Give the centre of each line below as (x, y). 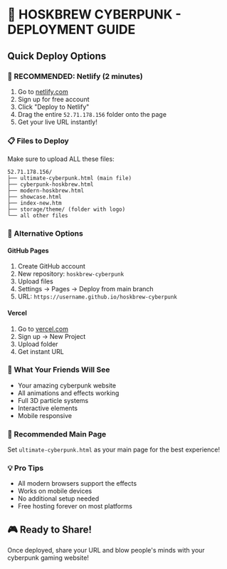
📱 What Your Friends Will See (59, 370)
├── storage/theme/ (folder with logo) (67, 209)
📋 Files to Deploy (38, 140)
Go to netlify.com (43, 91)
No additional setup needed (58, 498)
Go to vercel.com (43, 329)
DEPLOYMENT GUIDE (72, 30)
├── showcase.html (35, 197)
